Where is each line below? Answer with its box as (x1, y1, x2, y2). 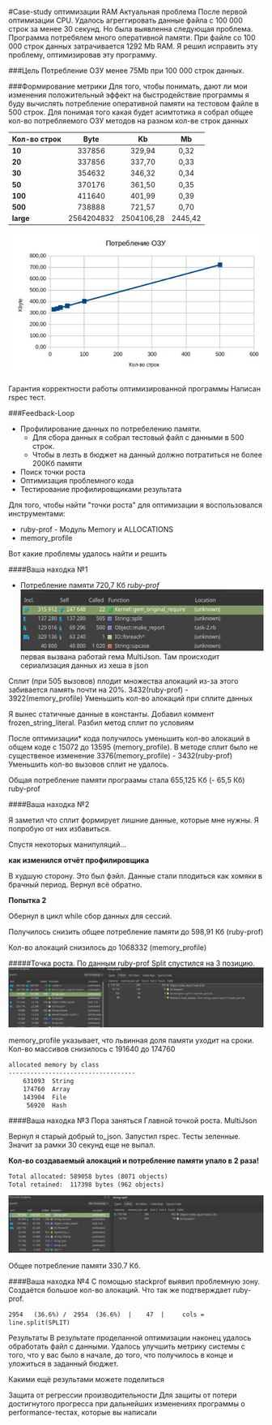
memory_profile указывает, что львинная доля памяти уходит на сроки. (8, 1035, 255, 1045)
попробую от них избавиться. (8, 823, 112, 833)
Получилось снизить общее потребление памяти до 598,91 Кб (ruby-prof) (8, 926, 264, 936)
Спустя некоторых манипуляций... (8, 840, 127, 849)
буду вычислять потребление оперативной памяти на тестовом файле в (8, 99, 259, 108)
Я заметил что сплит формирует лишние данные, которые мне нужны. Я (8, 815, 259, 825)
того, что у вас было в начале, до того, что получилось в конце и (8, 1349, 233, 1359)
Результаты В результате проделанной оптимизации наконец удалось (8, 1332, 252, 1342)
